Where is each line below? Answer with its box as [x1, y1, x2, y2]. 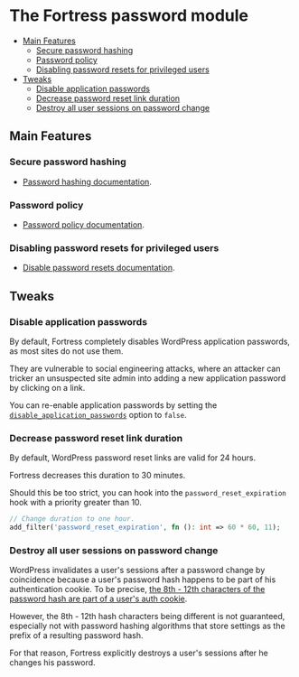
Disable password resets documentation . [22, 263, 175, 274]
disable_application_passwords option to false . [9, 409, 187, 420]
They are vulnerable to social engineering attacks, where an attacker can [9, 363, 281, 374]
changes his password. [9, 657, 97, 668]
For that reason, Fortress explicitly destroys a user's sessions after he [9, 647, 268, 659]
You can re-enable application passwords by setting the [9, 399, 218, 411]
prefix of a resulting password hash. [9, 630, 144, 641]
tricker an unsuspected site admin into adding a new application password [9, 372, 286, 384]
